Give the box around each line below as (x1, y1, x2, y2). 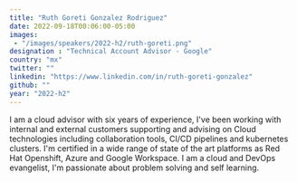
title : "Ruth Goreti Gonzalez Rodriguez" (9, 13, 168, 23)
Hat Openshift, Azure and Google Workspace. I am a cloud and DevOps (9, 152, 276, 163)
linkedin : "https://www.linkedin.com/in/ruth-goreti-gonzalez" (9, 72, 254, 81)
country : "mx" (9, 55, 63, 64)
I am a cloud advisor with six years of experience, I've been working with (9, 114, 282, 125)
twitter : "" (9, 64, 54, 73)
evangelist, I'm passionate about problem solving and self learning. (9, 162, 260, 173)
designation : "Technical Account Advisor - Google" (9, 47, 213, 56)
